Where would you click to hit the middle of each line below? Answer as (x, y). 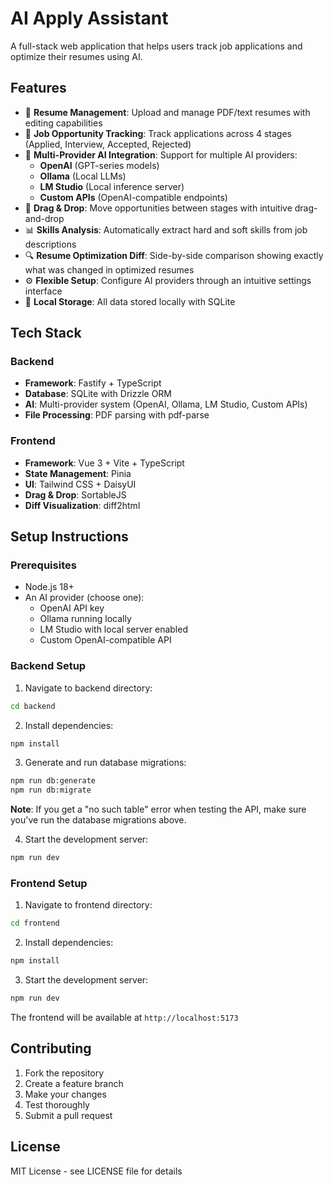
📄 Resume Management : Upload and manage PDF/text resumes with (167, 112)
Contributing (51, 1048)
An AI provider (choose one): (84, 598)
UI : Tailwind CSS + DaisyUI (80, 484)
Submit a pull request (68, 1115)
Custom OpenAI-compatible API (105, 640)
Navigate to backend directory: (88, 688)
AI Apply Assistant (89, 18)
